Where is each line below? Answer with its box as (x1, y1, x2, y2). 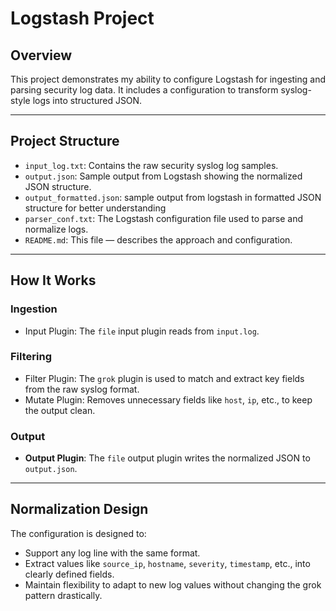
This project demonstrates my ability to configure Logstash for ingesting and (10, 73, 326, 85)
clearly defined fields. (24, 568, 115, 580)
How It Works (10, 272, 97, 289)
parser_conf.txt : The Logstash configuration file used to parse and (24, 212, 303, 224)
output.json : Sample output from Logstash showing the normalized (24, 170, 303, 182)
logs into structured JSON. (32, 95, 143, 106)
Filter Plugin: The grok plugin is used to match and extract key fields (24, 372, 305, 384)
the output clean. (24, 404, 96, 416)
